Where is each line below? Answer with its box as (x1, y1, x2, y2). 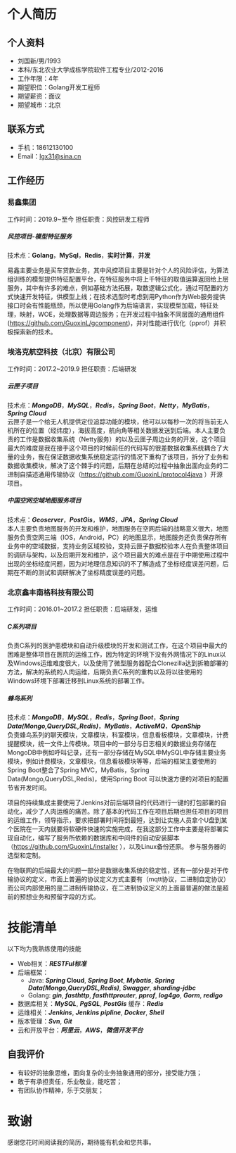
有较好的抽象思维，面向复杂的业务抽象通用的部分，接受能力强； (17, 1068, 202, 1077)
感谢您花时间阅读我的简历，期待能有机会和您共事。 (7, 1138, 155, 1146)
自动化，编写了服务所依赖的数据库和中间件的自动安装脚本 (13, 833, 180, 842)
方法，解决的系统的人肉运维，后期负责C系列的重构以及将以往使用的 (7, 667, 203, 676)
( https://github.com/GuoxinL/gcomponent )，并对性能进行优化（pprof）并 (7, 319, 220, 327)
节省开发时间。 (7, 783, 51, 792)
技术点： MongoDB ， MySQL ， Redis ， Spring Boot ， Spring (7, 712, 180, 722)
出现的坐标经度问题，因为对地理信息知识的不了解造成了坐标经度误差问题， (7, 559, 223, 567)
